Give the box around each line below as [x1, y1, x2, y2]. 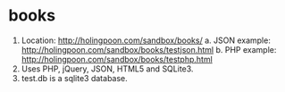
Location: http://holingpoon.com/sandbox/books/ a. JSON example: [21, 35, 272, 46]
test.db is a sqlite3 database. [21, 72, 129, 83]
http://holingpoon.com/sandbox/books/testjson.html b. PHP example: [21, 44, 277, 54]
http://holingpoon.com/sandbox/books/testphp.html [21, 54, 214, 64]
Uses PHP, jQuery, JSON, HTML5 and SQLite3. [21, 63, 194, 74]
